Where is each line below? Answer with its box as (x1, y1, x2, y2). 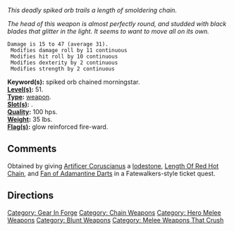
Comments (7, 143, 57, 155)
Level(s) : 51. (7, 85, 44, 94)
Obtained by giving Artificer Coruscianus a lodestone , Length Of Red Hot (7, 161, 219, 170)
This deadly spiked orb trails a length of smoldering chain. (7, 6, 178, 14)
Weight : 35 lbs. (7, 115, 53, 123)
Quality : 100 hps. (7, 108, 58, 115)
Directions (7, 189, 54, 201)
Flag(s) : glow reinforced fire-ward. (7, 123, 109, 131)
